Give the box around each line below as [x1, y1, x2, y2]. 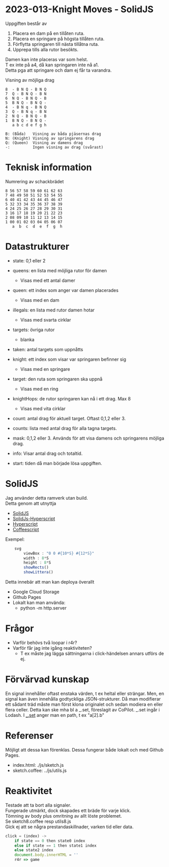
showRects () [23, 565, 49, 570]
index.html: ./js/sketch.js [12, 762, 64, 768]
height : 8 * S [23, 560, 51, 565]
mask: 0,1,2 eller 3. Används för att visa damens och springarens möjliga [12, 435, 164, 441]
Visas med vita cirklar [20, 406, 66, 412]
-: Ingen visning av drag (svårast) [5, 144, 103, 150]
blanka [20, 336, 35, 342]
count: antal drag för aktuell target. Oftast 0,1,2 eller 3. [12, 415, 126, 421]
